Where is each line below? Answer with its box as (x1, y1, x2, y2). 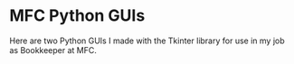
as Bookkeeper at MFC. (9, 44, 98, 55)
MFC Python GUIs (9, 5, 146, 26)
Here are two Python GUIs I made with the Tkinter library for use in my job (9, 35, 285, 46)
